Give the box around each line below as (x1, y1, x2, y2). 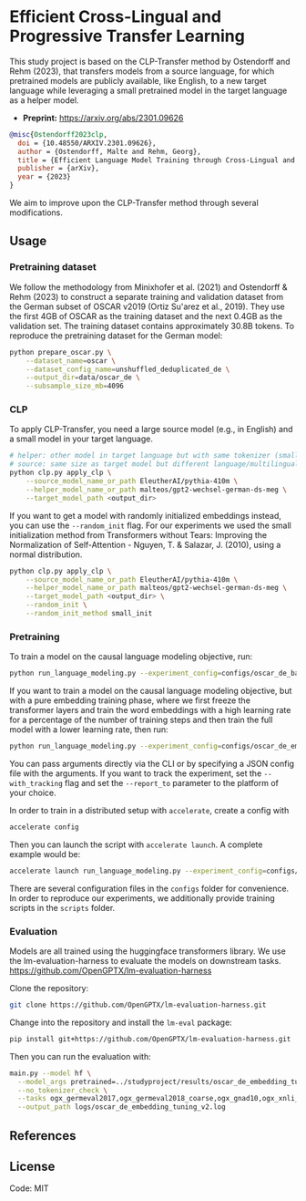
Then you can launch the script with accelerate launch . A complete (9, 839, 263, 850)
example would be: (9, 848, 81, 859)
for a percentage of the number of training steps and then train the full (9, 714, 273, 726)
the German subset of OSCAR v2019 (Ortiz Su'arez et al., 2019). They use (9, 301, 285, 312)
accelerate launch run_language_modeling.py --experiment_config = (9, 866, 267, 875)
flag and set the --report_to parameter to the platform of (65, 777, 280, 788)
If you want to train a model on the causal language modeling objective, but (9, 686, 292, 697)
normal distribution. (9, 549, 83, 560)
